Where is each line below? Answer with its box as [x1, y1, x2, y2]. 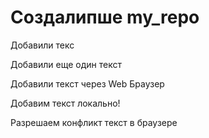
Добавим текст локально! [10, 97, 121, 109]
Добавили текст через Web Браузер [10, 77, 165, 90]
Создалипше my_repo [10, 6, 200, 29]
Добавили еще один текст [10, 58, 122, 70]
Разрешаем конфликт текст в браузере [10, 116, 178, 128]
